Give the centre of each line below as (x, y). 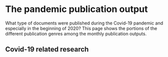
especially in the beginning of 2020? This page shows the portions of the (81, 28)
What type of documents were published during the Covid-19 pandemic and (84, 23)
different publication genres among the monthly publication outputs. (76, 33)
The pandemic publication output (76, 9)
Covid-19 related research (47, 49)
